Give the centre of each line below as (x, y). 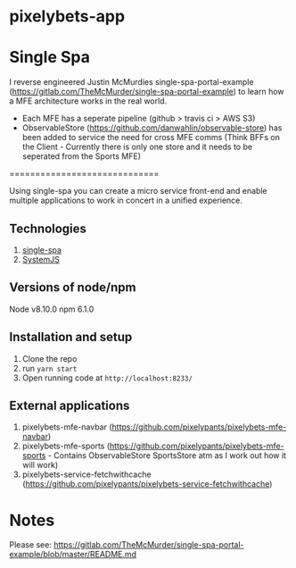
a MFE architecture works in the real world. (88, 101)
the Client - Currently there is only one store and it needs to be (137, 147)
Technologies (48, 228)
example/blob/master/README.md (73, 555)
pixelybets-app (67, 17)
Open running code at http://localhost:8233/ (107, 378)
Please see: (30, 545)
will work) (40, 465)
